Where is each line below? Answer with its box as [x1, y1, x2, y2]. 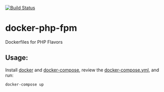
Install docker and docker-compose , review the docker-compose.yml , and [5, 67, 159, 73]
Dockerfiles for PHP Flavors [5, 39, 63, 45]
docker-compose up [5, 82, 44, 87]
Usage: [5, 53, 29, 62]
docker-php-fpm [5, 23, 77, 34]
